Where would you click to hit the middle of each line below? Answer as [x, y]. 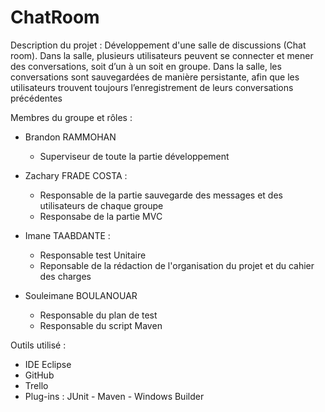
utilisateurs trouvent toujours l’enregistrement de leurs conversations [152, 87]
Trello [36, 385]
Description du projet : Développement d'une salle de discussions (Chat [158, 45]
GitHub [39, 375]
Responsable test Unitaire [93, 255]
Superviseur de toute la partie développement [134, 156]
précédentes [36, 98]
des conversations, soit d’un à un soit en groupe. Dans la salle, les [146, 66]
